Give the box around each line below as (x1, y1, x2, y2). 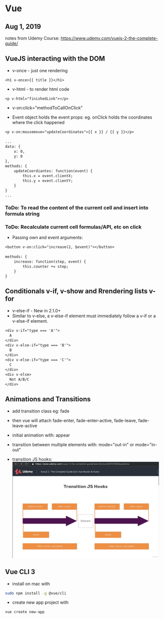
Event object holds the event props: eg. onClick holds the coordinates (12, 114, 152, 120)
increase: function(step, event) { (14, 259, 86, 264)
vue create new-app (5, 610, 45, 615)
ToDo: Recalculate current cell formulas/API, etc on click (5, 223, 142, 230)
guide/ (5, 41, 19, 46)
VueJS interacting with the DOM (5, 55, 105, 63)
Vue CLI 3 (5, 568, 36, 576)
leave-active (12, 423, 38, 429)
